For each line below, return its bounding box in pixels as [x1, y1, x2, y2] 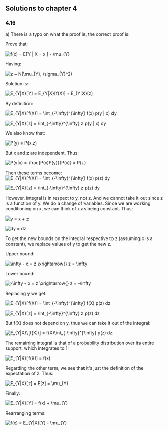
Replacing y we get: [5, 290, 47, 296]
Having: [5, 61, 22, 67]
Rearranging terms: [5, 410, 46, 416]
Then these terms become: [5, 170, 62, 176]
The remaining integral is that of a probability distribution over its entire [5, 340, 154, 346]
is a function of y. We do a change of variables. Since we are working [5, 200, 151, 206]
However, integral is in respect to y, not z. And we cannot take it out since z [5, 195, 163, 201]
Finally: [5, 390, 20, 396]
